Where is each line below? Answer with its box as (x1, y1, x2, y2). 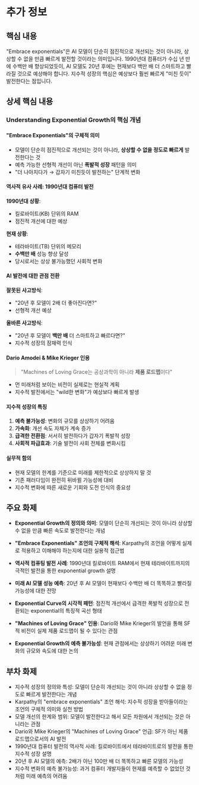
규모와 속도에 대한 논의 (26, 647, 79, 654)
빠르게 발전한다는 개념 (26, 691, 77, 698)
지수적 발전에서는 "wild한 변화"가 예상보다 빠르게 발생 (14, 389, 140, 396)
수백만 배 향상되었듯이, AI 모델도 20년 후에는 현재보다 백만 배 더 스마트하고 (12, 63, 185, 70)
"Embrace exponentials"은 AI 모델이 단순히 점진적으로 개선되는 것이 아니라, (6, 48, 183, 55)
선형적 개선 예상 (14, 307, 52, 314)
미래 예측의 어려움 (26, 773, 68, 780)
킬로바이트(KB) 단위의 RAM (14, 210, 79, 217)
